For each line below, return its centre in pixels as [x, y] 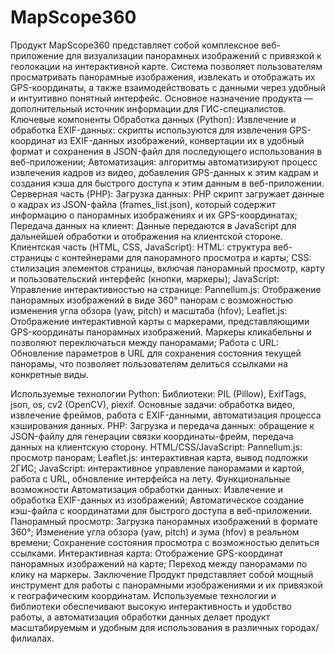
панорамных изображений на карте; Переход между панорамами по [159, 563]
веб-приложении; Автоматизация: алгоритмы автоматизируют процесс [164, 162]
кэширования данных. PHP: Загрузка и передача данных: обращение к [162, 425]
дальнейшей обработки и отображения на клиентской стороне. [146, 236]
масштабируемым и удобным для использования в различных [145, 627]
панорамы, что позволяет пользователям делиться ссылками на [149, 363]
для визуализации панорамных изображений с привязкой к [194, 55]
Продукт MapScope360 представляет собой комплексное [135, 45]
